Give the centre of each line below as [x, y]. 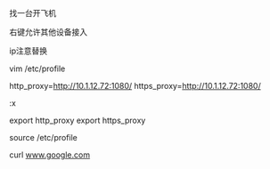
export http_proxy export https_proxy [78, 120]
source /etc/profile [44, 137]
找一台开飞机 [33, 13]
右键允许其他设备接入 [48, 32]
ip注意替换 [28, 51]
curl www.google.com [50, 155]
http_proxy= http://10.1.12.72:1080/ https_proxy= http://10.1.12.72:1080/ [135, 86]
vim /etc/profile [37, 68]
